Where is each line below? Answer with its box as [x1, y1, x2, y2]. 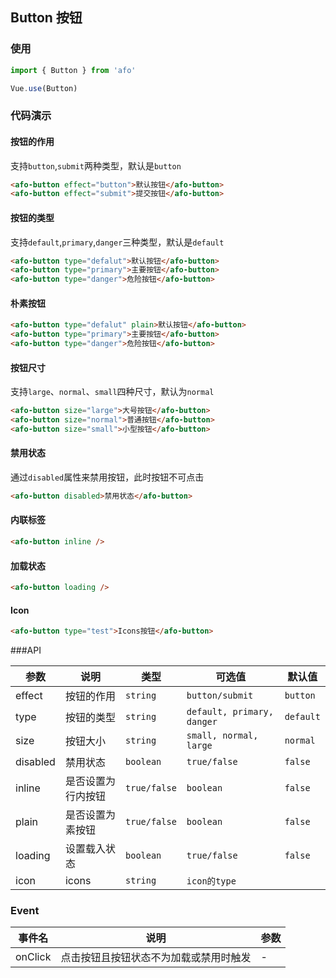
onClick [15, 950, 52, 964]
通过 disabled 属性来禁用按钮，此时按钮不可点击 [10, 471, 205, 483]
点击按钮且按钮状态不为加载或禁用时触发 [60, 951, 252, 965]
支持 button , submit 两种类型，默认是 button [10, 159, 182, 172]
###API [10, 644, 42, 657]
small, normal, [186, 730, 259, 742]
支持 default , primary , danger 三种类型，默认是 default [10, 236, 225, 248]
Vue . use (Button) [10, 83, 78, 93]
